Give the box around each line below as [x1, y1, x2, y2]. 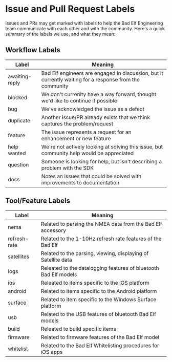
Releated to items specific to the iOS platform [40, 279, 149, 286]
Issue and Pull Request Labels [5, 3, 135, 15]
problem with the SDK [41, 164, 94, 172]
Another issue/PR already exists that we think [41, 114, 150, 121]
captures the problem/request [41, 120, 114, 127]
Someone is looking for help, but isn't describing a [41, 158, 162, 165]
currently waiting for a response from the [41, 76, 140, 83]
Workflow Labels [5, 46, 60, 54]
